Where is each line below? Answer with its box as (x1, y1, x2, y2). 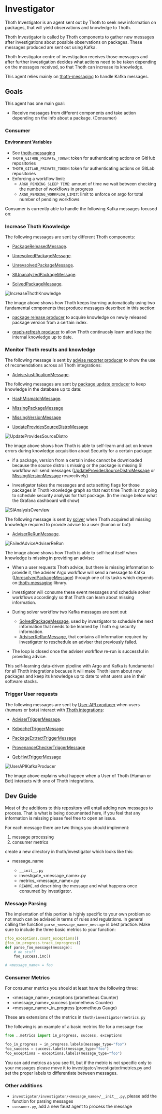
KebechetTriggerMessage (12, 726, 64, 732)
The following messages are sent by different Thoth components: (5, 234, 135, 240)
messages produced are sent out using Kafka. (5, 44, 97, 50)
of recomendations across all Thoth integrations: (5, 363, 102, 368)
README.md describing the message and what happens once (19, 882, 137, 889)
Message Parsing (5, 900, 47, 907)
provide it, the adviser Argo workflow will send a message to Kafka (12, 569, 146, 576)
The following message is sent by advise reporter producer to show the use (5, 357, 156, 363)
